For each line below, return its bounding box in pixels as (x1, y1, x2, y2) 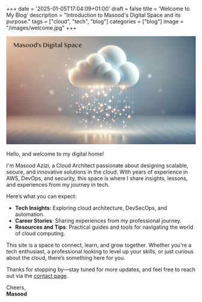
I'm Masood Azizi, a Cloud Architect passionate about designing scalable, (6, 162, 189, 169)
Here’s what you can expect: (6, 192, 77, 200)
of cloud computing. (14, 229, 66, 237)
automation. (14, 210, 45, 218)
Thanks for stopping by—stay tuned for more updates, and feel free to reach (6, 265, 196, 273)
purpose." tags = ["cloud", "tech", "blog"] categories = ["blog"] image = (6, 18, 184, 25)
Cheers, (6, 283, 26, 291)
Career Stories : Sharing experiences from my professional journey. (14, 217, 182, 224)
